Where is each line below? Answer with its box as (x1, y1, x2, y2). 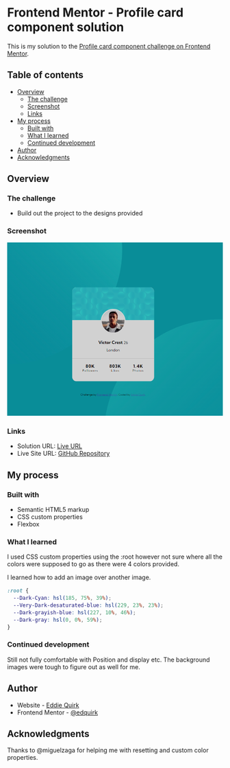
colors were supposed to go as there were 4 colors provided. (7, 560, 180, 568)
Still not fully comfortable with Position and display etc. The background (7, 655, 210, 664)
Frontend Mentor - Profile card (7, 5, 183, 21)
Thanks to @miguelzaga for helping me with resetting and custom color (7, 746, 209, 754)
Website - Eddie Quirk (16, 701, 79, 709)
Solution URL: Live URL (16, 442, 83, 450)
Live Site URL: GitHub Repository (16, 450, 110, 458)
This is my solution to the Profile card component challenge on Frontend (7, 42, 211, 50)
